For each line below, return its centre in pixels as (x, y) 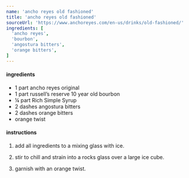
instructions (22, 132)
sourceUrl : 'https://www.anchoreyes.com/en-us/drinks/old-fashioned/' (95, 22)
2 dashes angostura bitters (48, 106)
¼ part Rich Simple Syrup (46, 100)
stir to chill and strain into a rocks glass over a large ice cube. (89, 157)
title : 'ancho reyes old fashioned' (51, 17)
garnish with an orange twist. (50, 169)
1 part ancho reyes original (47, 88)
